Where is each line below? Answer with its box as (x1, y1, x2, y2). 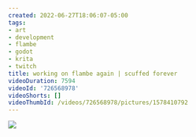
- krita (8, 56, 34, 63)
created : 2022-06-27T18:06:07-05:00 (8, 11, 128, 20)
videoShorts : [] (8, 92, 61, 99)
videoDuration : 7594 (8, 77, 76, 85)
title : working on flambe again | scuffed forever (8, 70, 178, 78)
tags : (8, 19, 26, 27)
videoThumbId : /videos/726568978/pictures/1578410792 (8, 99, 189, 106)
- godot (8, 48, 34, 56)
